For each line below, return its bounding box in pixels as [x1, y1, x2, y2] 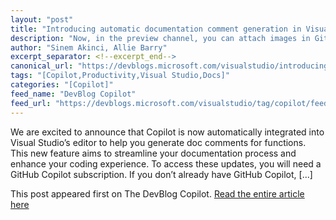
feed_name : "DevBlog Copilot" [10, 89, 137, 99]
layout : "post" [10, 14, 74, 25]
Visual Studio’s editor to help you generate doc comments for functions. [10, 136, 307, 148]
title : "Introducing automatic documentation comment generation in [10, 24, 302, 34]
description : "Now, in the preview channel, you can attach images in [10, 33, 311, 43]
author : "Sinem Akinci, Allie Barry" [10, 42, 168, 53]
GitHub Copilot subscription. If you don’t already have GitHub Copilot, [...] [10, 168, 313, 180]
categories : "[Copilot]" [10, 80, 114, 90]
